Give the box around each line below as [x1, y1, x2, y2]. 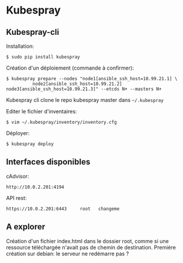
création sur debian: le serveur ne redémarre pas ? [6, 250, 129, 257]
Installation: [6, 42, 34, 50]
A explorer [6, 222, 45, 232]
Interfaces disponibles [6, 157, 91, 167]
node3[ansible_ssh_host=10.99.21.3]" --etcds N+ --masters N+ [6, 86, 162, 92]
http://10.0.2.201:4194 [6, 184, 65, 190]
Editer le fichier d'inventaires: [6, 108, 78, 115]
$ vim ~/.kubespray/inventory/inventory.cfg [6, 119, 117, 125]
